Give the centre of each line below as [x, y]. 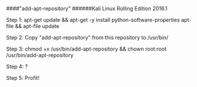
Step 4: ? [17, 66]
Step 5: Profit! [23, 78]
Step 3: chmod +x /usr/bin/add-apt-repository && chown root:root [86, 49]
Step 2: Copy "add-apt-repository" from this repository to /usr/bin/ [87, 37]
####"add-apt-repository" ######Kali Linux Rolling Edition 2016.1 [87, 9]
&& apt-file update [37, 26]
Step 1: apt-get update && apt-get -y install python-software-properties [93, 20]
